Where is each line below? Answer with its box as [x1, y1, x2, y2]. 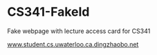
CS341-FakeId [7, 4, 90, 20]
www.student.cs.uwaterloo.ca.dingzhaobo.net [7, 40, 139, 48]
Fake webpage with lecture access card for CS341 [7, 27, 151, 35]
